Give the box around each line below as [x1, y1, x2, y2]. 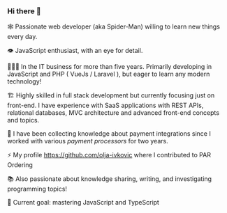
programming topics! [7, 184, 68, 194]
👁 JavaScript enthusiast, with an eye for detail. [7, 47, 143, 55]
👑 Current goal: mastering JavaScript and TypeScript [7, 198, 159, 207]
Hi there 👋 [7, 6, 42, 16]
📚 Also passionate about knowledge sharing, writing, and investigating [7, 175, 212, 183]
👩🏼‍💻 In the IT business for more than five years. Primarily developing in [7, 63, 212, 71]
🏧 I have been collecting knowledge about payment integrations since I [7, 129, 211, 138]
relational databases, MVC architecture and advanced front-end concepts [7, 109, 220, 117]
